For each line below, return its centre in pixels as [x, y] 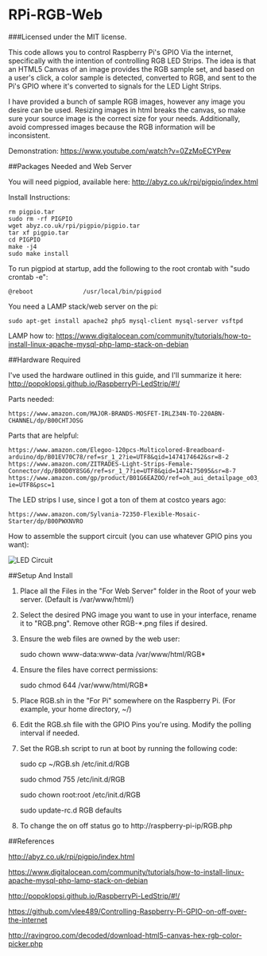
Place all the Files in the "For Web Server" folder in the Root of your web [138, 591]
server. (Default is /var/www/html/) [77, 599]
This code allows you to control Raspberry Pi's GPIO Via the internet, [121, 52]
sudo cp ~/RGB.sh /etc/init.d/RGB [75, 764]
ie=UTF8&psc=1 [32, 485]
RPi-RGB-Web [56, 15]
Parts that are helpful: [44, 435]
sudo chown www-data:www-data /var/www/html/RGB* [113, 654]
